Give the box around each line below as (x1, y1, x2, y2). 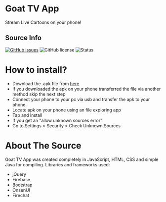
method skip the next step (12, 91, 66, 97)
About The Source (5, 140, 82, 151)
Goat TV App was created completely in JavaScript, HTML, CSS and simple (5, 156, 159, 162)
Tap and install (12, 112, 42, 118)
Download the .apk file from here (12, 80, 80, 87)
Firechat (12, 192, 30, 198)
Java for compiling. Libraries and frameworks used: (5, 161, 110, 167)
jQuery (12, 171, 26, 177)
